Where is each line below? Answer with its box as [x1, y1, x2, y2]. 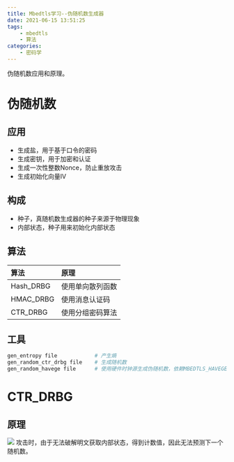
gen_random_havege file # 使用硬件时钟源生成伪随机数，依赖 [7, 366, 185, 373]
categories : [7, 43, 42, 50]
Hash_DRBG [10, 281, 51, 290]
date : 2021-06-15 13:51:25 [7, 17, 86, 24]
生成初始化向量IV [17, 172, 67, 180]
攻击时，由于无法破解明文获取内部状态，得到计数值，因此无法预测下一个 [15, 438, 224, 447]
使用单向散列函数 [61, 281, 117, 291]
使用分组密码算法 [61, 308, 117, 318]
